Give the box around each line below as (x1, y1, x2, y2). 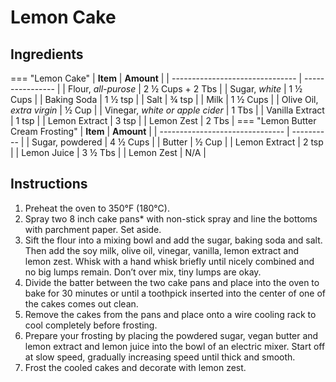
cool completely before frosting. (24, 319, 158, 331)
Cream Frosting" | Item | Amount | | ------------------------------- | (10, 126, 290, 137)
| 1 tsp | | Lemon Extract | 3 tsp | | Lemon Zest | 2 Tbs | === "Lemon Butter (10, 115, 317, 126)
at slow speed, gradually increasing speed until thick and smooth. (24, 351, 296, 363)
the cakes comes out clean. (24, 297, 139, 310)
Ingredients (10, 46, 84, 63)
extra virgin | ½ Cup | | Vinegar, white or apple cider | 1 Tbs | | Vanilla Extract (10, 104, 325, 116)
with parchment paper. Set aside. (24, 223, 162, 235)
